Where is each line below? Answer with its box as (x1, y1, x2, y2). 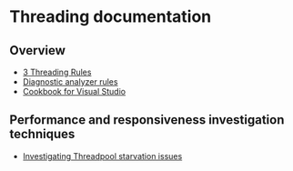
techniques (9, 126, 76, 142)
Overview (9, 43, 66, 58)
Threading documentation (9, 6, 212, 27)
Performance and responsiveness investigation (9, 112, 285, 128)
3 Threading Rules (22, 66, 92, 77)
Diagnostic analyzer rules (22, 76, 118, 87)
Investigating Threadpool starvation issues (22, 150, 183, 161)
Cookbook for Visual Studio (22, 86, 126, 96)
